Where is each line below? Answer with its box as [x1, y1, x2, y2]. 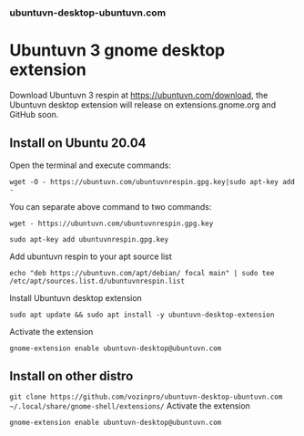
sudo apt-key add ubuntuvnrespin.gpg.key [9, 234, 169, 244]
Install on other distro [9, 369, 134, 384]
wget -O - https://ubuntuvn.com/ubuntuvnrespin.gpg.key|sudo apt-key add [9, 177, 296, 186]
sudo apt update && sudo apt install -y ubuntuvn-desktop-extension [9, 310, 275, 319]
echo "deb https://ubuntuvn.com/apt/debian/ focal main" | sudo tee [9, 268, 275, 277]
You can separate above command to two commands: [9, 201, 212, 212]
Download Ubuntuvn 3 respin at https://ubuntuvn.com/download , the [9, 89, 269, 100]
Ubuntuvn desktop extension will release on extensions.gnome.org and [9, 99, 276, 110]
